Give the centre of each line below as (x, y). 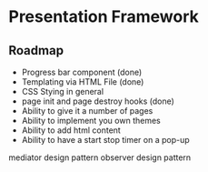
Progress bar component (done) (82, 72)
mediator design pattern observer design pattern (100, 157)
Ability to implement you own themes (91, 121)
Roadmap (36, 51)
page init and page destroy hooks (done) (98, 101)
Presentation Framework (104, 17)
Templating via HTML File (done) (83, 82)
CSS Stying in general (63, 91)
